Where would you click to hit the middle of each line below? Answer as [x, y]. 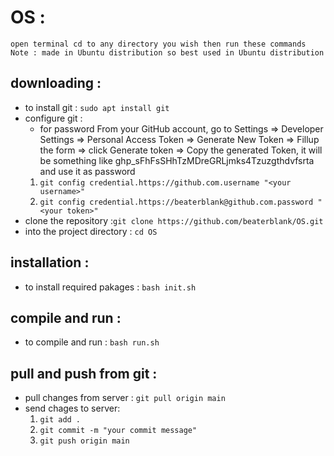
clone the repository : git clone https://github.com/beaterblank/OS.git [174, 220]
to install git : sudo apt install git [97, 107]
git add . [60, 420]
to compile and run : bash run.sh [92, 342]
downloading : [56, 83]
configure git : [53, 118]
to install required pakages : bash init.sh [110, 287]
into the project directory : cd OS [91, 231]
